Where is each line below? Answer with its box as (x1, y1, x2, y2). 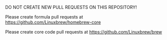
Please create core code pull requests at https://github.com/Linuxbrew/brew (5, 29, 163, 34)
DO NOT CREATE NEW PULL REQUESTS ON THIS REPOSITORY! (5, 4, 137, 10)
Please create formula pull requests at (5, 14, 83, 19)
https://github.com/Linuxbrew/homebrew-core (5, 19, 101, 25)
